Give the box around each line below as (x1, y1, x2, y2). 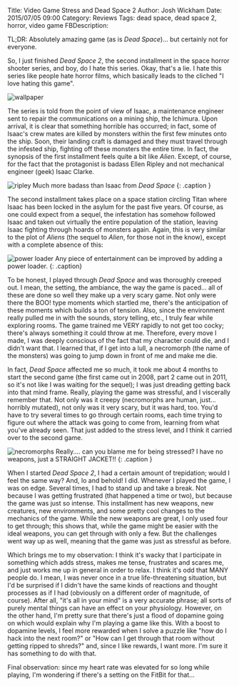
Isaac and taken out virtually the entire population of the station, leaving (7, 217, 218, 226)
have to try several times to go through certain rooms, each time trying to (7, 411, 223, 419)
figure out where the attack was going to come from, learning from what (7, 419, 220, 426)
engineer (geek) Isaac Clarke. (7, 168, 95, 175)
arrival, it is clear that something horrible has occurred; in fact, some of (7, 122, 217, 130)
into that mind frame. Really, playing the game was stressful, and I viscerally (7, 388, 230, 396)
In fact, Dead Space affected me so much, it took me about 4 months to (7, 365, 218, 374)
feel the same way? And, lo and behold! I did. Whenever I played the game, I (7, 476, 230, 484)
